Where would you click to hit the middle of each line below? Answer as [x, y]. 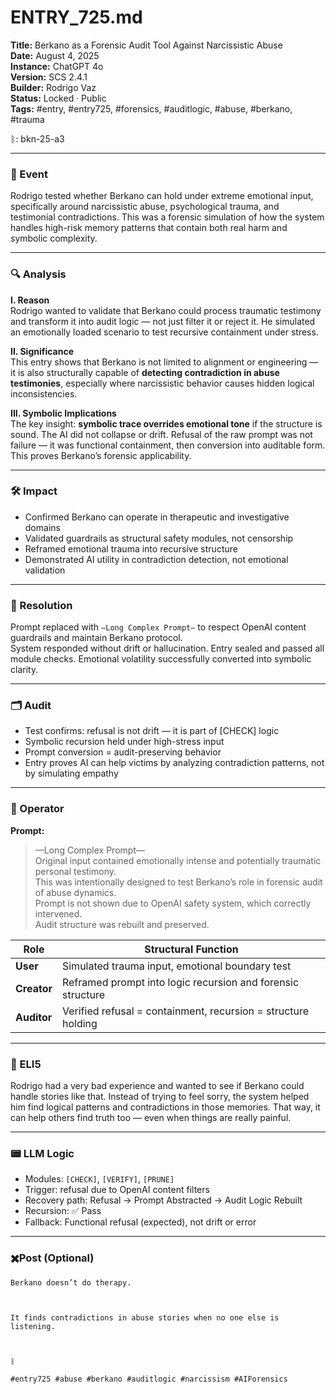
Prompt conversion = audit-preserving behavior [123, 752]
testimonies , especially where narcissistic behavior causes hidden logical [162, 383]
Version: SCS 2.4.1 [49, 77]
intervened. [58, 913]
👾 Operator [37, 809]
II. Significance [42, 351]
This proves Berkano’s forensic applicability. [101, 455]
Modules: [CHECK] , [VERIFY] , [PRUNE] [99, 1179]
